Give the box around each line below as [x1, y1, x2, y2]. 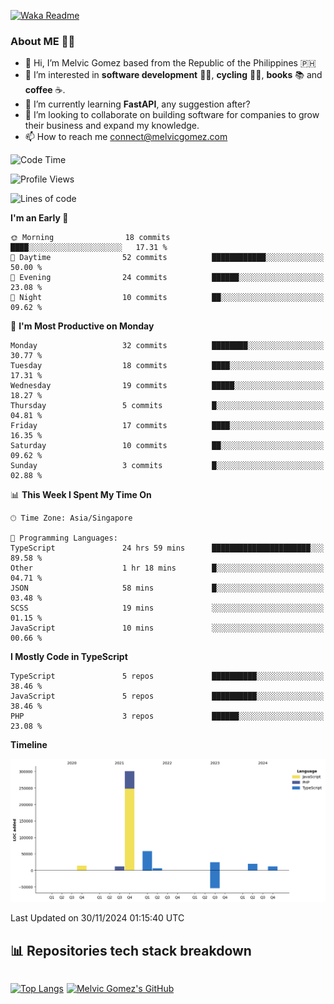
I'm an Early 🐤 [10, 212, 69, 224]
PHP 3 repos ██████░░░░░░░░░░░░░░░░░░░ [10, 711, 325, 722]
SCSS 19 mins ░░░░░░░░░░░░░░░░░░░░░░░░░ [10, 603, 325, 614]
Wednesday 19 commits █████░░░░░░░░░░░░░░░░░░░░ [10, 381, 325, 391]
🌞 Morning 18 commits [10, 233, 171, 243]
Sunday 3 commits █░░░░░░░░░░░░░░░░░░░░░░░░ [10, 461, 325, 471]
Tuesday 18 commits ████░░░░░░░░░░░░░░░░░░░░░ [10, 361, 325, 371]
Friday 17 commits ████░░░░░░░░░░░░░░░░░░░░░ [10, 421, 325, 431]
